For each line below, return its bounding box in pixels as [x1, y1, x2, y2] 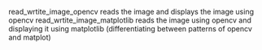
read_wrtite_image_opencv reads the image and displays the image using [8, 7, 255, 16]
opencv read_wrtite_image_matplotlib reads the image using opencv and [8, 15, 252, 25]
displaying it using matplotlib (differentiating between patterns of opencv [8, 24, 252, 33]
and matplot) [8, 32, 51, 42]
